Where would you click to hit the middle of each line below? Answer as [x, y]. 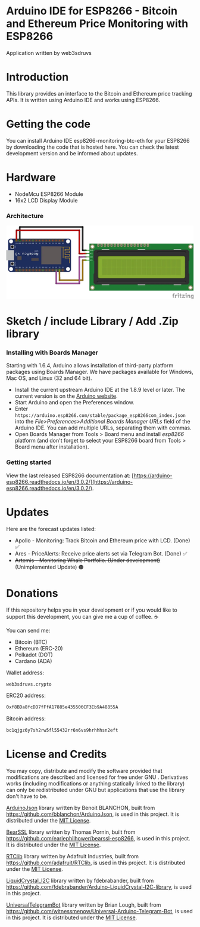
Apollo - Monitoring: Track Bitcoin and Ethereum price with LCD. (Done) [102, 540]
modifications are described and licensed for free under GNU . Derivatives [97, 777]
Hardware [31, 177]
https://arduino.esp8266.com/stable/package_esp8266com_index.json [100, 416]
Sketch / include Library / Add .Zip [92, 321]
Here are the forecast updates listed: [51, 529]
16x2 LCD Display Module [46, 200]
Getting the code [49, 124]
